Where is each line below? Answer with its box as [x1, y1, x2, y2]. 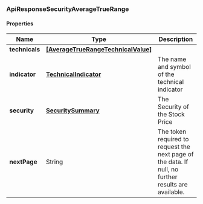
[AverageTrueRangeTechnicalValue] [46, 45, 152, 54]
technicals [9, 45, 40, 54]
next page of [158, 150, 194, 159]
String [46, 158, 63, 166]
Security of [158, 103, 189, 111]
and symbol [158, 63, 192, 71]
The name [158, 55, 187, 63]
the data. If [158, 158, 188, 166]
